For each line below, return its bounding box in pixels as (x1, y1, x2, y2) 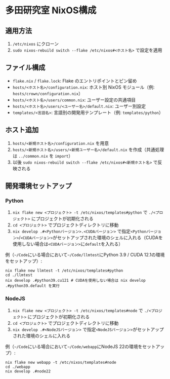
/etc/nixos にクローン (12, 41, 59, 47)
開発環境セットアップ (5, 182, 72, 191)
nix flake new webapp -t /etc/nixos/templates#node (5, 360, 116, 365)
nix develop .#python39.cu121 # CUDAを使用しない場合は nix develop (5, 278, 146, 283)
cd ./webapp (5, 364, 30, 369)
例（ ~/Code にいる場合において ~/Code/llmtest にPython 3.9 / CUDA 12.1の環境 (5, 252, 165, 258)
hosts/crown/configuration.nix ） (12, 90, 83, 96)
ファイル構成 (5, 63, 46, 72)
